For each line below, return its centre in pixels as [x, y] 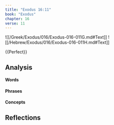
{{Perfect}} [16, 52]
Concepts [15, 102]
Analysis [19, 67]
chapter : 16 [17, 19]
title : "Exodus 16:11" [28, 10]
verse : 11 [15, 23]
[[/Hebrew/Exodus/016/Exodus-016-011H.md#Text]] [57, 43]
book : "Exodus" [21, 14]
